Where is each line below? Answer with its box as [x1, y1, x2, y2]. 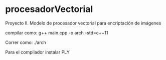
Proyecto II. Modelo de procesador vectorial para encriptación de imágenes [5, 20, 161, 26]
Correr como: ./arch [5, 39, 46, 45]
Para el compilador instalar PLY [5, 49, 70, 55]
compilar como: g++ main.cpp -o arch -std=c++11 [5, 29, 108, 35]
